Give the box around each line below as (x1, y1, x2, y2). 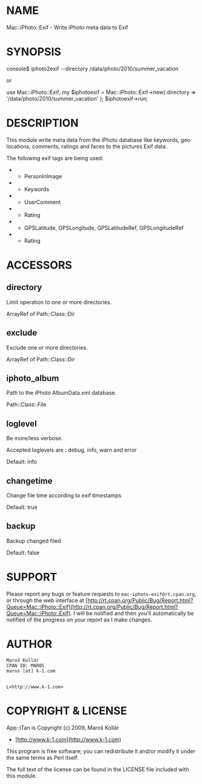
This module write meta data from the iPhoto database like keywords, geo (6, 136, 191, 143)
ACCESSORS (6, 258, 73, 272)
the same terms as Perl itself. (6, 754, 79, 761)
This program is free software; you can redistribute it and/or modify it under (6, 747, 196, 755)
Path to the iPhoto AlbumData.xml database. (6, 389, 117, 397)
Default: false (6, 549, 40, 556)
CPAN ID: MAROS (6, 662, 45, 669)
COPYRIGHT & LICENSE (6, 704, 127, 717)
